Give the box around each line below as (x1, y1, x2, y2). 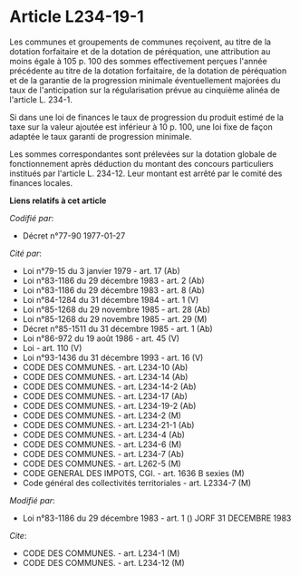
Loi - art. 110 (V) (22, 342, 82, 353)
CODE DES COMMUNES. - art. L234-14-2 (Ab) (22, 381, 197, 392)
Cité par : (9, 248, 43, 259)
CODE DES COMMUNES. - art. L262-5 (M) (22, 458, 181, 469)
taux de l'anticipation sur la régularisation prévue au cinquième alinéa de (9, 84, 281, 95)
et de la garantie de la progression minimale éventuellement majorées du (9, 74, 281, 85)
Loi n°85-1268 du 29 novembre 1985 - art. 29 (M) (22, 313, 208, 324)
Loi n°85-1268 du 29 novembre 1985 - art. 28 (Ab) (22, 304, 211, 315)
